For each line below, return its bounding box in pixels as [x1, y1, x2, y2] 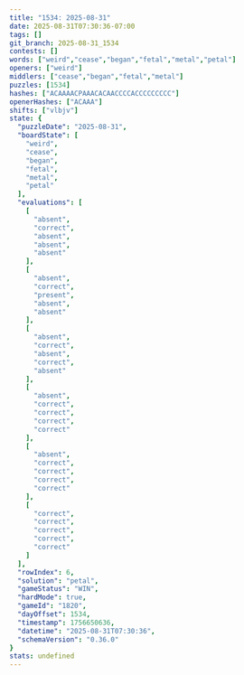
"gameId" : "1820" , [17, 602, 88, 611]
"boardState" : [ [17, 131, 79, 140]
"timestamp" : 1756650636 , [17, 618, 116, 627]
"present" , [33, 290, 75, 299]
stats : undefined [9, 652, 75, 661]
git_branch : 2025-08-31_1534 [9, 38, 119, 48]
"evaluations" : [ [17, 198, 83, 208]
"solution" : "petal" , [17, 576, 99, 586]
